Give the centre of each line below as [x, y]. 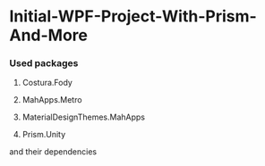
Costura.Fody [47, 83]
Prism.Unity [44, 135]
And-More [48, 35]
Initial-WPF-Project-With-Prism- [133, 17]
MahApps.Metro [52, 100]
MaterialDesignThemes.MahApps [84, 117]
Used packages [44, 63]
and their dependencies [53, 152]
